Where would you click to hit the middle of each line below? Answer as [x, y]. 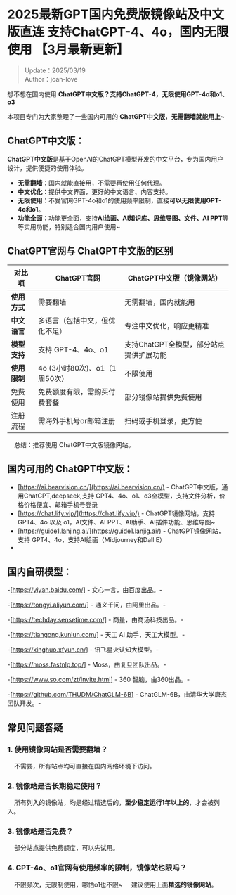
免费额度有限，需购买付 [77, 392]
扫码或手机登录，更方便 [163, 420]
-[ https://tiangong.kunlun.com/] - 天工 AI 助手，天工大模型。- [96, 635]
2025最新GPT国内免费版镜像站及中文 [116, 14]
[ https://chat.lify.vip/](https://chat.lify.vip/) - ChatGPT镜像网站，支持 [116, 513]
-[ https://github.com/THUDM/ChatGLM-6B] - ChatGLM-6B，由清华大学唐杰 [117, 695]
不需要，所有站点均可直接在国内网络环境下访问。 [85, 766]
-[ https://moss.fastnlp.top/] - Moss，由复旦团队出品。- [87, 664]
